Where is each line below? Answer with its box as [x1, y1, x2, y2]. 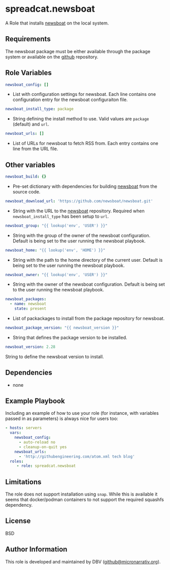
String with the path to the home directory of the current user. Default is [12, 257, 163, 263]
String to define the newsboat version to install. [5, 353, 104, 360]
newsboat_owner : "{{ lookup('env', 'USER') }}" [5, 272, 108, 277]
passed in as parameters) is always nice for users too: [5, 415, 118, 422]
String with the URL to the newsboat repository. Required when [12, 208, 145, 214]
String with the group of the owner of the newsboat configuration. [12, 232, 151, 238]
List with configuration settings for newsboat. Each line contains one [12, 91, 156, 97]
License [5, 516, 31, 526]
